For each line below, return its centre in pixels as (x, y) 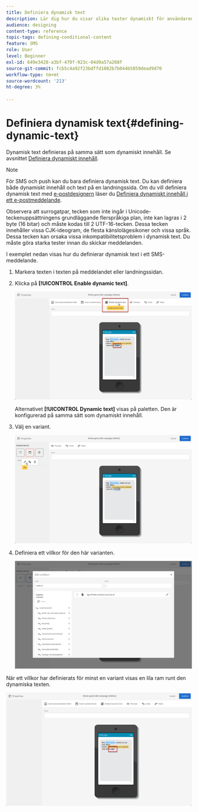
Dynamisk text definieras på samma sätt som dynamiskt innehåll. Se (89, 152)
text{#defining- (145, 123)
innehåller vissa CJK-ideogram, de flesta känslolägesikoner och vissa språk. (98, 230)
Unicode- (140, 211)
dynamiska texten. (29, 684)
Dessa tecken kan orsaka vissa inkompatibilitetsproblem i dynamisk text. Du (98, 236)
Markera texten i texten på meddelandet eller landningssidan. (89, 272)
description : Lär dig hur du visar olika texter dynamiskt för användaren (100, 19)
